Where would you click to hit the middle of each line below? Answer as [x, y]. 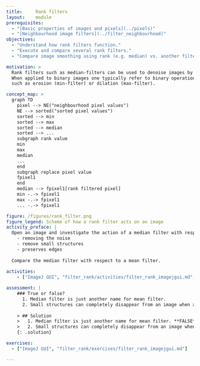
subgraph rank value [42, 139]
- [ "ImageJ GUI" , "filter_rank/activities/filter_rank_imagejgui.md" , [106, 277]
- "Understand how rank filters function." [66, 45]
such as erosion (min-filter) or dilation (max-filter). [84, 84]
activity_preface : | [32, 227]
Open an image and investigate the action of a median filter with [97, 233]
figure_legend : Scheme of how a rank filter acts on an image [85, 222]
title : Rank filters [37, 12]
